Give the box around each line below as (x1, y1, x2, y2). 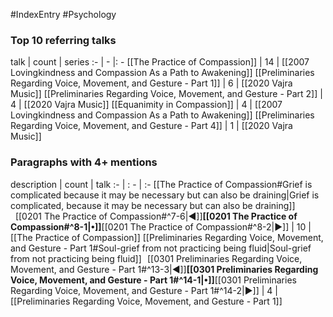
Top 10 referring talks (10, 33, 117, 47)
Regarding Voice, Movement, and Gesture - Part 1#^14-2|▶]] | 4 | (10, 284, 278, 296)
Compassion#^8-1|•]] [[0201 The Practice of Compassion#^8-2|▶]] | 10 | (10, 220, 312, 233)
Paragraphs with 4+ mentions (10, 155, 158, 169)
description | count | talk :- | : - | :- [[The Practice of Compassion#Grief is (10, 178, 313, 190)
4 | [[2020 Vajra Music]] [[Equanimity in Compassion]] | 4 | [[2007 (10, 99, 283, 111)
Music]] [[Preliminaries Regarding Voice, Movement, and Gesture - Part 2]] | (10, 88, 323, 100)
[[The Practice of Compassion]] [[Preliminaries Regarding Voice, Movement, (10, 231, 324, 243)
